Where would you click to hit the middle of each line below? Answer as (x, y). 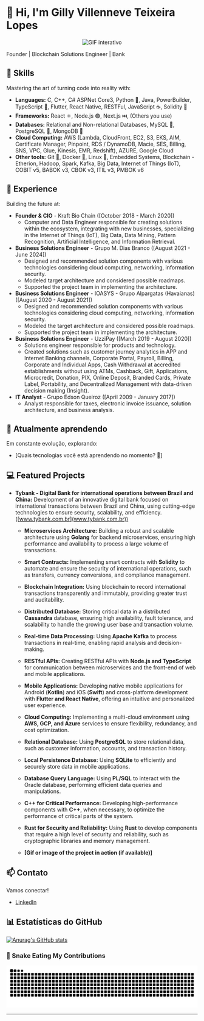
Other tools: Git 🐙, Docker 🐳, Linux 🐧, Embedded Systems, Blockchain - (104, 157)
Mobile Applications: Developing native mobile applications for (104, 686)
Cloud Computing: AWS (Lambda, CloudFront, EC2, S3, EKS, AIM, (98, 137)
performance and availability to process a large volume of (96, 544)
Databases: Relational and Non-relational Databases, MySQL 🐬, (95, 124)
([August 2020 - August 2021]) (54, 300)
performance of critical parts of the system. (79, 816)
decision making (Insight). (56, 390)
